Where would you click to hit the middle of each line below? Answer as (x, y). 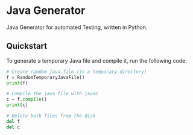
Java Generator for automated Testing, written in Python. (77, 27)
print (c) (17, 105)
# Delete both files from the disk (51, 116)
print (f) (17, 83)
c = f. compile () (27, 99)
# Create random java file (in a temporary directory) (77, 72)
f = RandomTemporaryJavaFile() (46, 77)
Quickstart (27, 46)
